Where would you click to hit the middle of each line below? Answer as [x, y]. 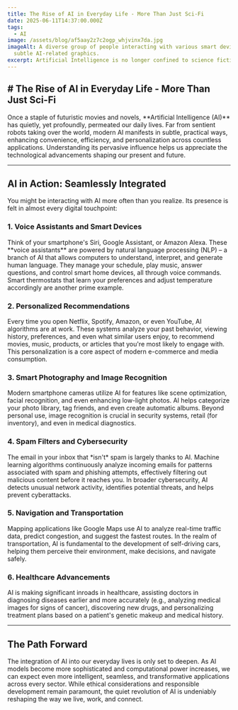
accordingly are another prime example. [66, 288]
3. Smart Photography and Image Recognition [87, 377]
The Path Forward [47, 644]
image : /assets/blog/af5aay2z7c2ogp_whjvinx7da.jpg [85, 40]
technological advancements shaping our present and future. [97, 155]
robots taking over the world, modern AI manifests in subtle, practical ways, [118, 132]
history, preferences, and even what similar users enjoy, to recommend [111, 336]
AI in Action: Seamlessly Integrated [87, 184]
